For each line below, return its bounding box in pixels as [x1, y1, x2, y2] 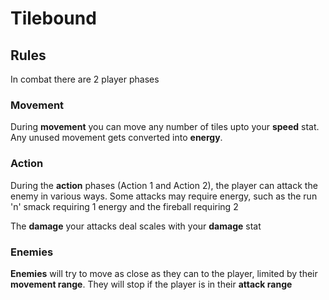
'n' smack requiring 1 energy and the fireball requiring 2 [10, 200, 239, 212]
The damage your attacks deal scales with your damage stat [10, 220, 262, 232]
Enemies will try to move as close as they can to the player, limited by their [10, 267, 318, 279]
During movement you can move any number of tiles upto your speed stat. [10, 121, 320, 133]
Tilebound [10, 7, 97, 30]
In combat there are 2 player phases [10, 73, 160, 85]
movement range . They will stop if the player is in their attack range [10, 278, 293, 290]
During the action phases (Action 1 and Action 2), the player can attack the [10, 179, 318, 191]
